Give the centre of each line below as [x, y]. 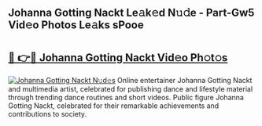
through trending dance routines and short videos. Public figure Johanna [126, 97]
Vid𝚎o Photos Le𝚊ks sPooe [76, 25]
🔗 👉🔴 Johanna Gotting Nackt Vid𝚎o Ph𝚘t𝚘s [118, 58]
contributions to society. [48, 114]
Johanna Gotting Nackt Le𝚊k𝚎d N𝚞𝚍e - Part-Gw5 [131, 13]
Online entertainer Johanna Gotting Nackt [185, 80]
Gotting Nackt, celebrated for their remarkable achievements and [114, 106]
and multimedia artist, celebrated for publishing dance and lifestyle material [131, 89]
